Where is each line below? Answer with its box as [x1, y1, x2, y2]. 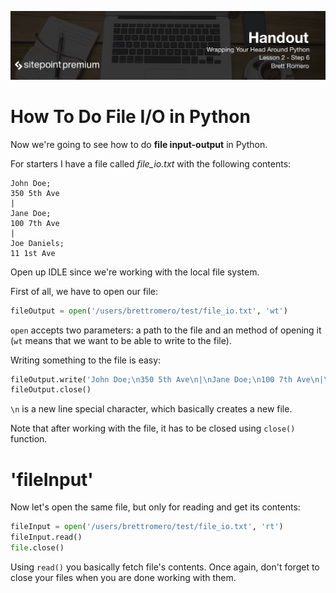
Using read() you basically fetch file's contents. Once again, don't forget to [10, 561, 320, 573]
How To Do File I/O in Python [10, 105, 251, 128]
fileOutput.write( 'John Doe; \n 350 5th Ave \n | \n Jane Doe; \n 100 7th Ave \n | [10, 374, 325, 385]
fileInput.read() [10, 532, 83, 543]
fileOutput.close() [10, 385, 92, 395]
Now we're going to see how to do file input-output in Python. [10, 138, 268, 150]
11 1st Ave [10, 248, 56, 258]
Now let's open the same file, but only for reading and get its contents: [10, 501, 301, 513]
